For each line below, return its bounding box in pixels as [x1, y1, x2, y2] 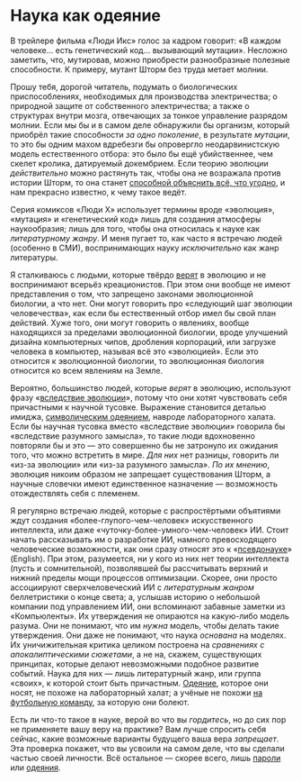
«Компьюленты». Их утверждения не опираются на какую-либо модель [10, 610, 290, 622]
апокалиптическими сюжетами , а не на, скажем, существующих [10, 649, 262, 659]
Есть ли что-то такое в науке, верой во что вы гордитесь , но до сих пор [10, 713, 287, 725]
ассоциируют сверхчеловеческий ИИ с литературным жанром [10, 582, 254, 593]
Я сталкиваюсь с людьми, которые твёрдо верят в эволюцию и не [10, 269, 267, 280]
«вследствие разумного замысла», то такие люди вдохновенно [10, 430, 255, 441]
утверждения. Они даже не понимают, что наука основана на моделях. [10, 630, 287, 640]
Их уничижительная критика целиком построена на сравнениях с [10, 639, 265, 649]
